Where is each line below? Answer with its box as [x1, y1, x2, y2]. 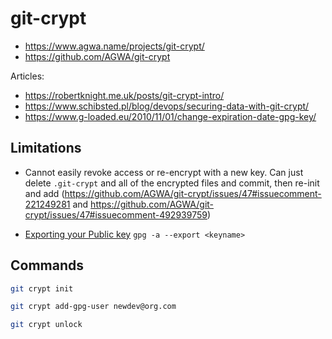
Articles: [10, 70, 45, 82]
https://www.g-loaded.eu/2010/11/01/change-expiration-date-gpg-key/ [24, 110, 317, 122]
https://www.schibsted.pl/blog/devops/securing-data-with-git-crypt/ [24, 100, 310, 112]
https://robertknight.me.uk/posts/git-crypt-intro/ [24, 89, 225, 101]
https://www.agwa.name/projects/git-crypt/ [24, 40, 205, 52]
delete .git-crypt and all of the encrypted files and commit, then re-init [24, 177, 320, 189]
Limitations [10, 140, 82, 157]
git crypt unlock [10, 320, 83, 330]
